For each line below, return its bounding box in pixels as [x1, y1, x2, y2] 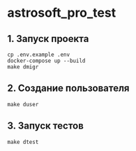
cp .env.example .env [7, 51, 70, 58]
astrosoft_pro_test [7, 5, 116, 21]
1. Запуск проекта [7, 33, 89, 45]
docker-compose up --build [7, 57, 86, 64]
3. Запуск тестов [7, 120, 84, 132]
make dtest [7, 138, 39, 145]
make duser [7, 101, 39, 108]
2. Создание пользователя [7, 82, 130, 94]
